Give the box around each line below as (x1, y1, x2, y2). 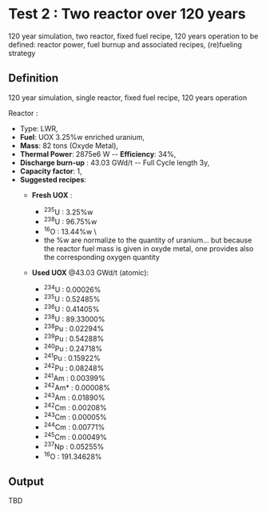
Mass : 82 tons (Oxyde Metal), (19, 141, 118, 150)
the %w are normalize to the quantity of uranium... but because (43, 235, 252, 245)
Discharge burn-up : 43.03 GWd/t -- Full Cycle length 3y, (19, 158, 210, 167)
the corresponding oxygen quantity (43, 252, 160, 262)
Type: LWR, (19, 123, 58, 133)
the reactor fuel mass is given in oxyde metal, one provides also (43, 243, 254, 253)
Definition (8, 71, 58, 85)
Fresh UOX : (31, 190, 73, 200)
